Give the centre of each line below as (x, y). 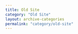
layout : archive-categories (35, 19)
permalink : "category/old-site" (39, 24)
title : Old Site (22, 10)
